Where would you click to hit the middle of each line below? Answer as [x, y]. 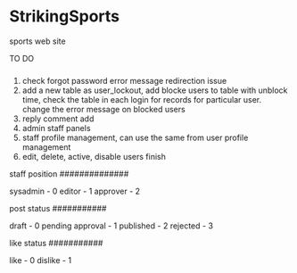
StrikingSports [65, 17]
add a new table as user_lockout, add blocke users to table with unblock [155, 90]
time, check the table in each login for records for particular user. [141, 100]
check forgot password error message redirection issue [124, 81]
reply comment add [58, 119]
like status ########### [56, 244]
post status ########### [58, 209]
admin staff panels [56, 128]
